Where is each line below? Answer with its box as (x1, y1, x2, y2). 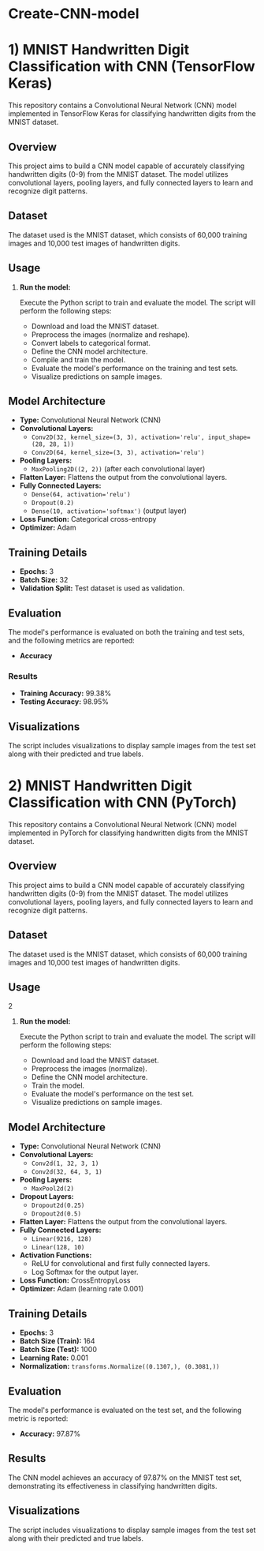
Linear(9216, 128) (31, 1235, 92, 1243)
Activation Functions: (19, 1250, 92, 1260)
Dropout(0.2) (31, 499, 75, 508)
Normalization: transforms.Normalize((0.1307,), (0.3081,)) (19, 1362, 221, 1371)
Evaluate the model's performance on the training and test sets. (31, 363, 239, 373)
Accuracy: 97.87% (19, 1429, 81, 1438)
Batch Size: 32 (19, 575, 69, 585)
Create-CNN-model (8, 5, 139, 23)
